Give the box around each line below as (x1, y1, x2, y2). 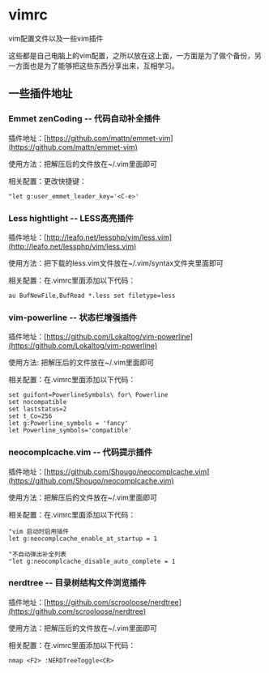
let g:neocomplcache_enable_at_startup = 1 (8, 535, 158, 543)
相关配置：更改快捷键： (8, 176, 87, 185)
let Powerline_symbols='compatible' (8, 427, 132, 435)
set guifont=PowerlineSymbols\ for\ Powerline (8, 391, 169, 399)
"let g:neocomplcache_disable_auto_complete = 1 (8, 557, 176, 565)
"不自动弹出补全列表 (8, 550, 67, 558)
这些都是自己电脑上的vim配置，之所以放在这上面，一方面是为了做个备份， (8, 50, 255, 60)
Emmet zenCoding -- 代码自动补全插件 (8, 113, 160, 125)
